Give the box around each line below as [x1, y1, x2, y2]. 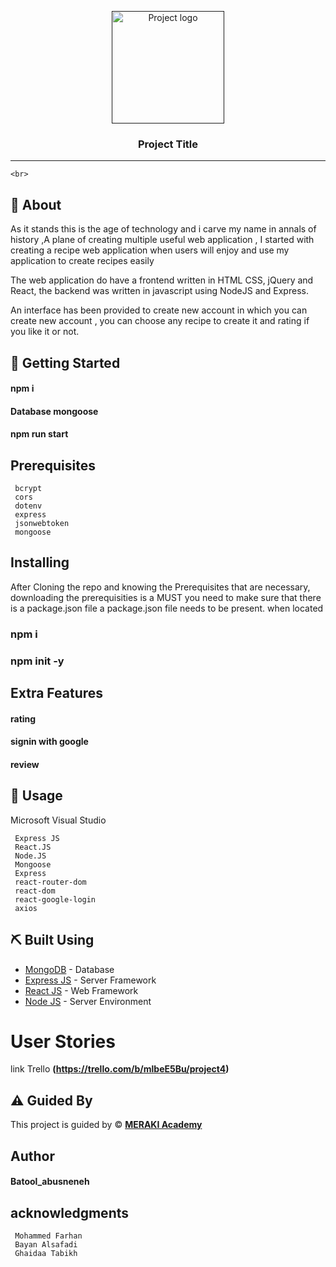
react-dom [14, 886, 56, 896]
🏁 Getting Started [10, 354, 121, 371]
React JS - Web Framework [24, 984, 139, 996]
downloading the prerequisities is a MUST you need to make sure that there [10, 591, 322, 603]
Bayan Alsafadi [14, 1240, 78, 1250]
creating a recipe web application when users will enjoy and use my [10, 244, 290, 256]
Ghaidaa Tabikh [14, 1249, 78, 1259]
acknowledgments [10, 1204, 129, 1221]
